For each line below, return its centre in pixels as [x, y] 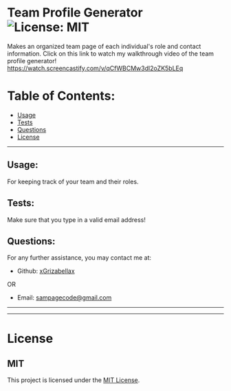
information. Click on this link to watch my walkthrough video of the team [111, 54]
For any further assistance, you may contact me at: [79, 258]
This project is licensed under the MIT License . [74, 380]
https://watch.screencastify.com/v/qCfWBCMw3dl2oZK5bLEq [95, 68]
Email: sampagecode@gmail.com [64, 298]
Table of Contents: [61, 96]
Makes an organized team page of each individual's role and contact [104, 46]
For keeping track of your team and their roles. [73, 181]
